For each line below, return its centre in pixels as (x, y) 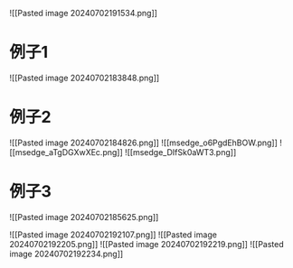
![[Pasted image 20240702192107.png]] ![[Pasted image (113, 235)
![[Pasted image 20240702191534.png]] (84, 13)
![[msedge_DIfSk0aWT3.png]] (181, 152)
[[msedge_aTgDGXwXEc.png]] (66, 152)
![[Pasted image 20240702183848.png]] (85, 78)
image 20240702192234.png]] (66, 254)
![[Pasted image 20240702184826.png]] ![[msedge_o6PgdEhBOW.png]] (144, 143)
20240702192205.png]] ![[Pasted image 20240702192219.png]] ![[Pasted (147, 244)
